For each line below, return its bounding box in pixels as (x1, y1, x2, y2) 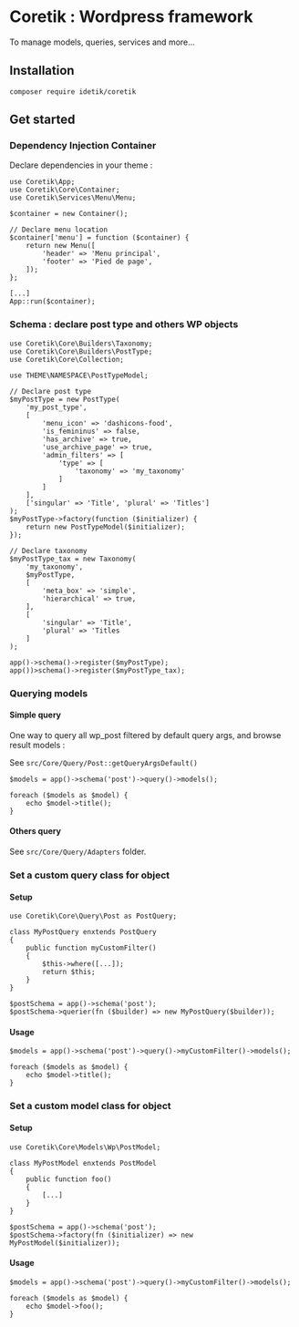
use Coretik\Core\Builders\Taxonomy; (9, 339, 153, 348)
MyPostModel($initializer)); (9, 1238, 120, 1248)
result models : (9, 739, 66, 750)
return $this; (42, 968, 96, 977)
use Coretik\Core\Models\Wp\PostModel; (9, 1142, 161, 1152)
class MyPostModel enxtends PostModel (9, 1158, 157, 1168)
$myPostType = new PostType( (9, 395, 120, 404)
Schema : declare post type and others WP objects (9, 318, 239, 331)
